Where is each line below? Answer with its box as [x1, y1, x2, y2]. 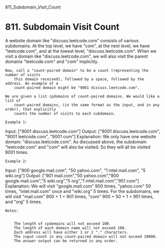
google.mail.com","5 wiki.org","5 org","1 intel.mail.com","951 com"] [5, 178, 139, 184]
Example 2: [5, 158, 28, 164]
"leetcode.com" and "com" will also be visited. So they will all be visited [5, 144, 151, 150]
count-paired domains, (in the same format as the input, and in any [14, 102, 160, 107]
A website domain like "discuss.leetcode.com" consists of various [5, 37, 139, 43]
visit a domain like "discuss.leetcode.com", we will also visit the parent [5, 53, 148, 59]
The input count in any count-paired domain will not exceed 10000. [14, 234, 158, 239]
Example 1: [5, 120, 28, 124]
